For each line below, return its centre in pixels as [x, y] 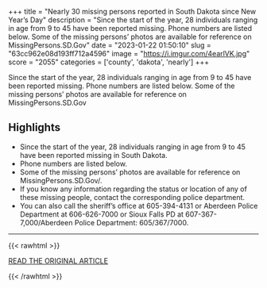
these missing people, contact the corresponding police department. [132, 197]
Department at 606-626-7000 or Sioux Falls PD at [102, 214]
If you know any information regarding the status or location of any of [133, 189]
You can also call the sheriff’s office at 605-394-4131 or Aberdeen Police [139, 205]
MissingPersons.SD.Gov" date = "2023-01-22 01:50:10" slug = [110, 45]
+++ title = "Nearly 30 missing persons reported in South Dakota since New [132, 12]
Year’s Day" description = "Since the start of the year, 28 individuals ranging [133, 20]
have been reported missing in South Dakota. [94, 155]
